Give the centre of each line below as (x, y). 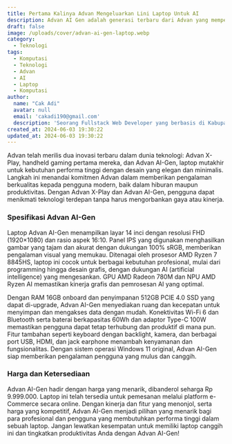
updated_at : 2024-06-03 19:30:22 (55, 136)
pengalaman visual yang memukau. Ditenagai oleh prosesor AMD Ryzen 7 (112, 255)
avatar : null (32, 110)
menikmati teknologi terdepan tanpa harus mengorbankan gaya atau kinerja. (116, 200)
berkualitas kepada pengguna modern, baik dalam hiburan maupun (103, 185)
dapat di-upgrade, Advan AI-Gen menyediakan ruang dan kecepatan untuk (114, 304)
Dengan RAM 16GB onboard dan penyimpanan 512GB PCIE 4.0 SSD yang (111, 297)
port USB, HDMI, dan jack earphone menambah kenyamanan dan (100, 341)
